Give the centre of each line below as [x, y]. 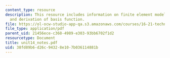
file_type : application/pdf [35, 29]
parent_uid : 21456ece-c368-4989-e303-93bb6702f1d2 [60, 33]
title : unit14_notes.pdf [31, 43]
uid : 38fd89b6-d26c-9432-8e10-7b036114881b [52, 47]
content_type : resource [30, 10]
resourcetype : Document [30, 38]
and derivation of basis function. [47, 19]
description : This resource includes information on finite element [79, 15]
